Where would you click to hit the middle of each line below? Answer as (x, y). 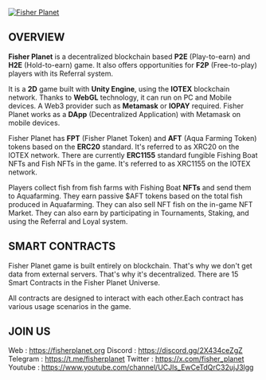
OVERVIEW (37, 37)
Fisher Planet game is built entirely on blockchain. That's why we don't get (130, 265)
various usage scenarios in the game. (70, 306)
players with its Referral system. (61, 73)
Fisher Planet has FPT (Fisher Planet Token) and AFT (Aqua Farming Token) (133, 138)
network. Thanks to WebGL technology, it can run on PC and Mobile (120, 97)
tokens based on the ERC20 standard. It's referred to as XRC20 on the (124, 147)
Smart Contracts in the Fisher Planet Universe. (84, 282)
